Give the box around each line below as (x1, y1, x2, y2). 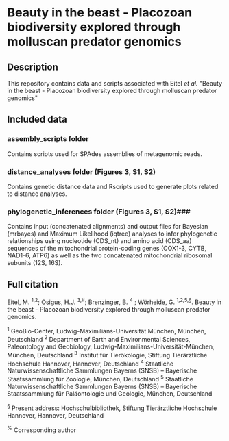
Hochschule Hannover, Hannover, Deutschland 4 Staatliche (7, 358, 173, 368)
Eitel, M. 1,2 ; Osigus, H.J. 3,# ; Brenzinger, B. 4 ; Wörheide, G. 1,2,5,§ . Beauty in (7, 297, 221, 306)
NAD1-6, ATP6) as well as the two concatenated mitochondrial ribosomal (7, 251, 213, 260)
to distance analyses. (7, 190, 67, 198)
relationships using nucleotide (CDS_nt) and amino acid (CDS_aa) (7, 237, 192, 245)
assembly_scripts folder (7, 134, 89, 144)
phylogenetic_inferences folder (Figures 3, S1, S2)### (7, 207, 191, 216)
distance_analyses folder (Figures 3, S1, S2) (7, 166, 156, 176)
